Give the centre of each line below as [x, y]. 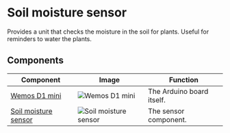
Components [35, 61]
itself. [157, 99]
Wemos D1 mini [36, 95]
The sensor [166, 111]
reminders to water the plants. [50, 38]
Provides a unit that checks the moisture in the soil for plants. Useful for [108, 32]
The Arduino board [178, 91]
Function [183, 80]
